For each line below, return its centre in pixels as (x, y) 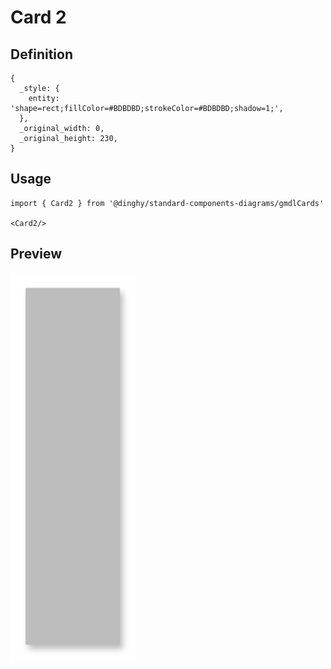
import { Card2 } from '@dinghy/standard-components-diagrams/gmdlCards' (167, 203)
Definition (41, 54)
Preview (36, 254)
